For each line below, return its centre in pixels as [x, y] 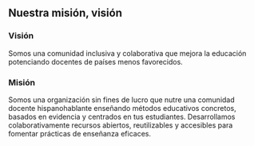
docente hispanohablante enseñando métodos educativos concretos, [123, 108]
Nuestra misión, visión [65, 13]
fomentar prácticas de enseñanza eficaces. [80, 133]
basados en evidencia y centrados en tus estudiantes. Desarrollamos [122, 116]
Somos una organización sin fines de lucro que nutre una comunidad [122, 100]
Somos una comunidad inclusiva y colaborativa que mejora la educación [127, 53]
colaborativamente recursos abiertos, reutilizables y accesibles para [121, 125]
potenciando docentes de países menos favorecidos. [96, 61]
